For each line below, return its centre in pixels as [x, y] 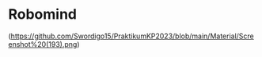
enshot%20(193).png [43, 44]
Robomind [43, 14]
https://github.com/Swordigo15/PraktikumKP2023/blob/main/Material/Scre [133, 36]
